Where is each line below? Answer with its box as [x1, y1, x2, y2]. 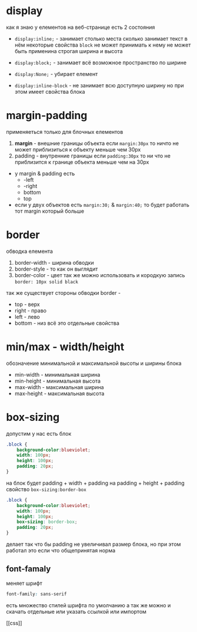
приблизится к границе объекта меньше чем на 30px [14, 158, 149, 166]
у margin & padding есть [14, 170, 75, 177]
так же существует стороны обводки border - [6, 289, 121, 296]
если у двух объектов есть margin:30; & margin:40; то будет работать [14, 201, 190, 208]
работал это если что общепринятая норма [6, 547, 116, 554]
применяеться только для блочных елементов [6, 128, 123, 135]
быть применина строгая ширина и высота [14, 47, 123, 54]
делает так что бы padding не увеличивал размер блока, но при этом [6, 541, 181, 548]
